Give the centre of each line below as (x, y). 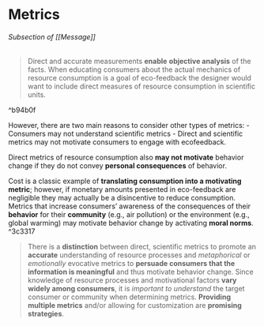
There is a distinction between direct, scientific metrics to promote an (142, 247)
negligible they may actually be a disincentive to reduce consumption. (122, 198)
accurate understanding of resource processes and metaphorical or (139, 255)
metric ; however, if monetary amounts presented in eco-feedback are (122, 189)
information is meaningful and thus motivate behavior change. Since (141, 272)
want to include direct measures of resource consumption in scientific (141, 86)
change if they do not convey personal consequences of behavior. (118, 166)
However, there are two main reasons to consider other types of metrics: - (129, 126)
